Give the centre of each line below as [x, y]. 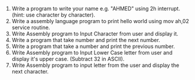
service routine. [31, 27]
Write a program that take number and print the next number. [86, 40]
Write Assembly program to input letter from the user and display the [95, 65]
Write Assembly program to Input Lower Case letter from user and [92, 52]
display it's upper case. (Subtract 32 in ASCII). [68, 59]
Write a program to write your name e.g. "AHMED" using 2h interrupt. [96, 9]
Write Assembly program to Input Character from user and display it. [95, 34]
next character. [30, 71]
